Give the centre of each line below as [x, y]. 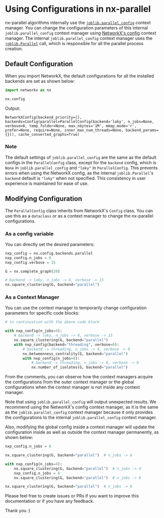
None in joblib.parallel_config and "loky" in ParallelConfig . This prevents [82, 168]
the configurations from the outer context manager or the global [70, 382]
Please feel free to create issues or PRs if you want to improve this [72, 496]
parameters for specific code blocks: [42, 313]
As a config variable [29, 234]
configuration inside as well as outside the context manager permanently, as [82, 432]
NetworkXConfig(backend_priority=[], [44, 117]
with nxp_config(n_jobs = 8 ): [51, 358]
